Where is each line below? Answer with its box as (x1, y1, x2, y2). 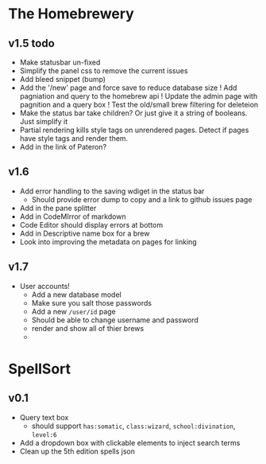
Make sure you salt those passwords (31, 298, 152, 307)
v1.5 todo (8, 37, 56, 50)
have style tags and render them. (19, 134, 129, 143)
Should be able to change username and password (31, 315, 199, 325)
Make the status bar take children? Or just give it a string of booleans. (19, 108, 248, 118)
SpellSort (8, 360, 71, 378)
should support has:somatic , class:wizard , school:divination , (31, 421, 236, 431)
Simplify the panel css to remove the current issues (19, 66, 188, 76)
